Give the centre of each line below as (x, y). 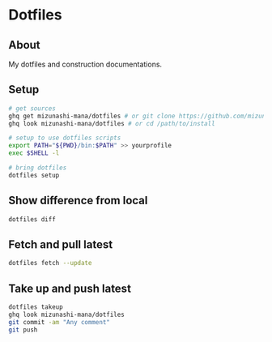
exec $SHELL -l (34, 153)
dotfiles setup (34, 175)
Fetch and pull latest (61, 244)
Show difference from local (78, 201)
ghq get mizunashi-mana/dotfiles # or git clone (92, 116)
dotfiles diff (32, 219)
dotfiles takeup (36, 307)
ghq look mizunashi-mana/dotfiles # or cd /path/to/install (112, 123)
